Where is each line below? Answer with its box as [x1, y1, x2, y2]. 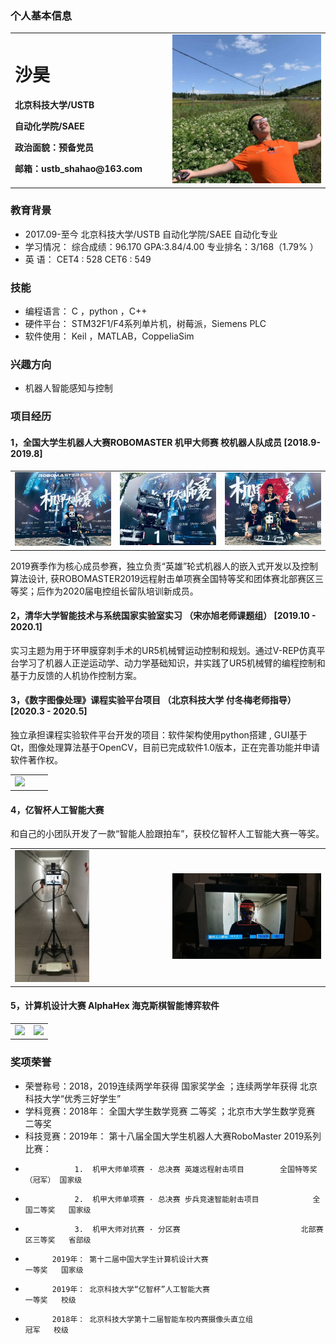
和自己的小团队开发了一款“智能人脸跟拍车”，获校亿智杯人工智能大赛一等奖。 [10, 828, 325, 840]
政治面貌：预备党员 [14, 141, 94, 153]
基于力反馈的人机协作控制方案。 [10, 669, 142, 681]
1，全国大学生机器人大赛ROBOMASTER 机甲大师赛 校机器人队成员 [10, 436, 283, 448]
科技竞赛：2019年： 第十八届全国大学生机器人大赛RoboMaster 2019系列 [24, 1130, 322, 1142]
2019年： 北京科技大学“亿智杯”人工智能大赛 [51, 1284, 211, 1294]
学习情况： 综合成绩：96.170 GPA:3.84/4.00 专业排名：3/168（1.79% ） [24, 240, 319, 252]
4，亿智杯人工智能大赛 [10, 803, 105, 816]
